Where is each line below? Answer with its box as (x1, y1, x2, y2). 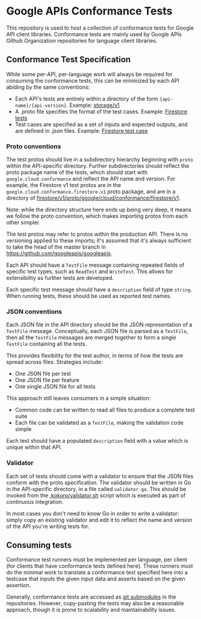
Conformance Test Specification (6, 54, 131, 65)
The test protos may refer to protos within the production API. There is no (6, 230, 188, 238)
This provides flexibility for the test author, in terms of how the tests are (6, 352, 184, 360)
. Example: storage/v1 (66, 101, 120, 109)
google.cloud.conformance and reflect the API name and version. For (6, 175, 176, 182)
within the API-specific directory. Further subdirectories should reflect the (6, 162, 190, 170)
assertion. (6, 582, 31, 589)
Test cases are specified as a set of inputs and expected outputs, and (14, 121, 188, 128)
